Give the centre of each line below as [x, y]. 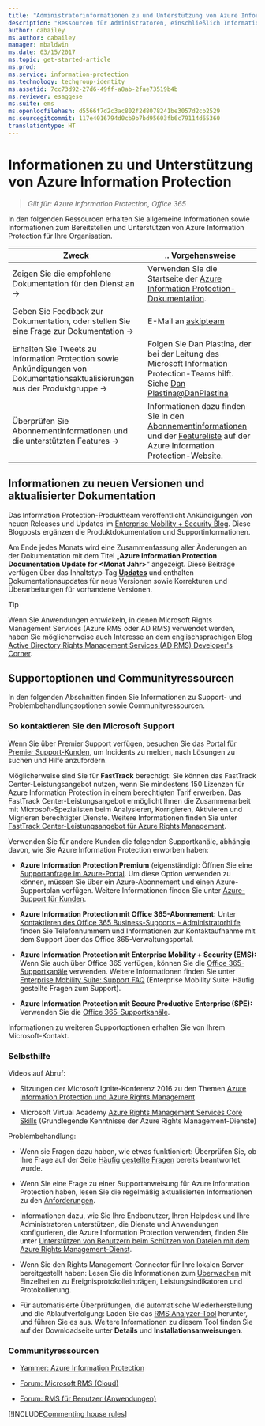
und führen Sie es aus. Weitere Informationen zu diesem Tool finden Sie [136, 1322]
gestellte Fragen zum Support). [70, 988]
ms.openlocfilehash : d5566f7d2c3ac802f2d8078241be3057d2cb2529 [114, 112]
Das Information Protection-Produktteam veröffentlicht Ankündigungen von [130, 515]
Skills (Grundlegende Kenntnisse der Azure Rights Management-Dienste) [138, 1121]
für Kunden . [67, 898]
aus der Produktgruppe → [60, 388]
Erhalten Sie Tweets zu [54, 349]
